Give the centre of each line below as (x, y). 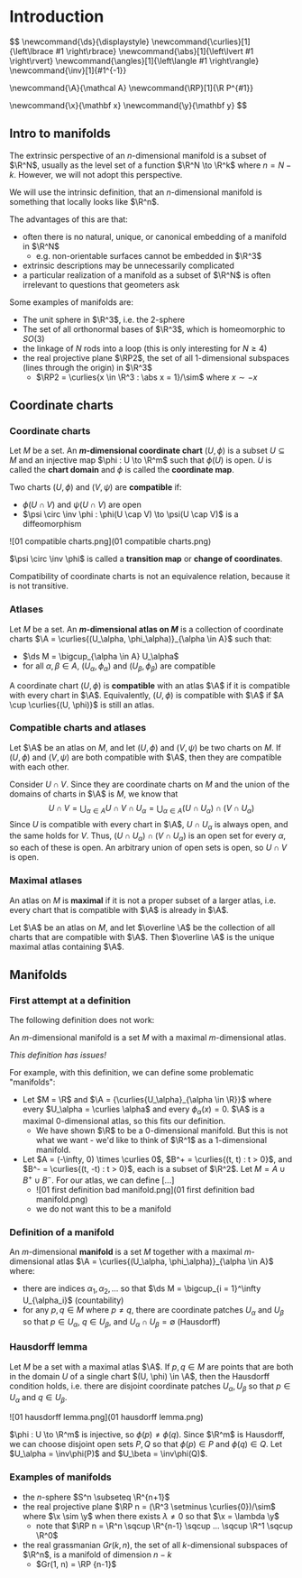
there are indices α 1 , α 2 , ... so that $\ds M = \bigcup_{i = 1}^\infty (142, 1289)
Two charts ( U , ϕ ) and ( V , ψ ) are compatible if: (96, 487)
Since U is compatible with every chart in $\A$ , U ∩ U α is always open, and (149, 825)
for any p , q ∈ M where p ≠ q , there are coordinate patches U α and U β (153, 1310)
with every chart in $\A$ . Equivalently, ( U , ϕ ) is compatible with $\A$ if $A (146, 695)
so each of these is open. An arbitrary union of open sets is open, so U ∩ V (148, 848)
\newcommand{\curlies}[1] (201, 42)
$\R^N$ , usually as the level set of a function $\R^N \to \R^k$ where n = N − (151, 165)
